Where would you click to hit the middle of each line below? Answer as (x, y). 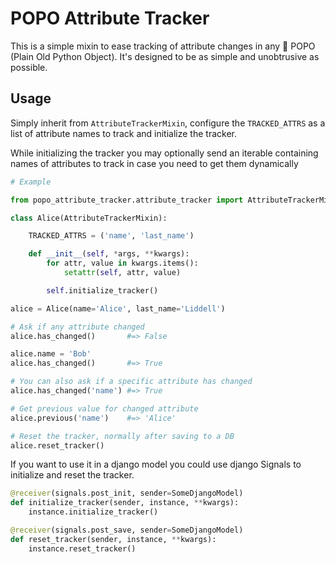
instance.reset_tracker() (82, 548)
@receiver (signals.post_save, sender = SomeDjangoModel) (127, 530)
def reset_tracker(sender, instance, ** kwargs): (113, 539)
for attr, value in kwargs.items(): (122, 263)
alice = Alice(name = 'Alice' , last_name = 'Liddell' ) (118, 308)
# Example (31, 182)
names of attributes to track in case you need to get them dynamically (154, 163)
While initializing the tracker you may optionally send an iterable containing (164, 153)
